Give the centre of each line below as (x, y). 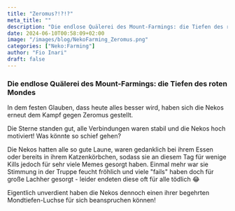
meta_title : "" (29, 20)
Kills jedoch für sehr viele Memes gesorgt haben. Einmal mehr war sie (108, 164)
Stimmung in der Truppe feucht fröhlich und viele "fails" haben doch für (111, 172)
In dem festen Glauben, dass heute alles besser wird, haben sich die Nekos (115, 108)
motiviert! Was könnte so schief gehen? (64, 136)
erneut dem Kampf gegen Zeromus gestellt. (70, 115)
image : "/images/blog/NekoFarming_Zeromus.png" (78, 40)
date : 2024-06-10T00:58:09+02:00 (56, 33)
